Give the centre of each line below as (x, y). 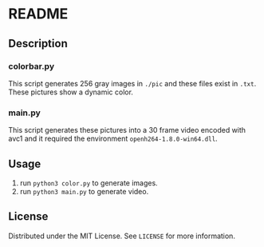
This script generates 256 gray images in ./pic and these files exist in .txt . (132, 83)
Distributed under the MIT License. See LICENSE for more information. (122, 236)
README (38, 14)
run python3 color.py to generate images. (89, 183)
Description (38, 44)
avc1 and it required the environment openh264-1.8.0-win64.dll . (113, 139)
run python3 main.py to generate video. (84, 191)
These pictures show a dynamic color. (71, 92)
